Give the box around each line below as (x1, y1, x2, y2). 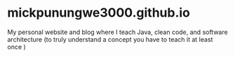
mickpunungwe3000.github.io (7, 5, 191, 21)
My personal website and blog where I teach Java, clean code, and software (7, 28, 228, 36)
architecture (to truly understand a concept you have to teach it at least (7, 35, 213, 43)
